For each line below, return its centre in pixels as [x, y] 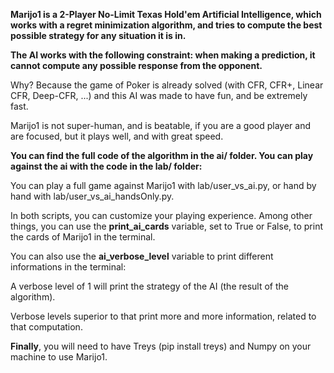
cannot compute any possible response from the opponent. [136, 65]
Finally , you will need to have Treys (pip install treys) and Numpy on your [161, 346]
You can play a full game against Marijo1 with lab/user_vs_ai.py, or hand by [163, 185]
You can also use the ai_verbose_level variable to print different [142, 256]
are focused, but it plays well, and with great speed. [117, 136]
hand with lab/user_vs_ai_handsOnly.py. [92, 196]
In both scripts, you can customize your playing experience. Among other [161, 215]
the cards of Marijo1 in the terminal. [83, 237]
